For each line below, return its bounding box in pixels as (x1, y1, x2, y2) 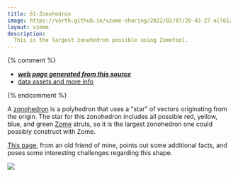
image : (7, 17, 27, 24)
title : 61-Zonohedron (7, 10, 72, 18)
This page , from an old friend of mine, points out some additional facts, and (7, 141, 228, 149)
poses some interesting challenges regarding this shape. (7, 149, 173, 157)
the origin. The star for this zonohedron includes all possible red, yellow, (7, 113, 218, 121)
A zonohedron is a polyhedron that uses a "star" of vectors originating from (7, 105, 228, 113)
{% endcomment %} (7, 91, 67, 100)
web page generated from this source (17, 70, 132, 79)
